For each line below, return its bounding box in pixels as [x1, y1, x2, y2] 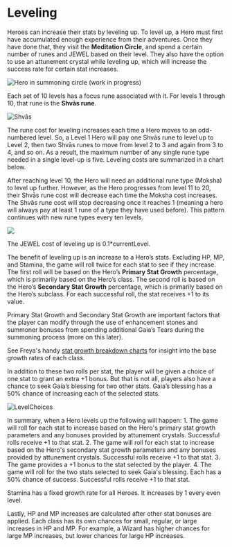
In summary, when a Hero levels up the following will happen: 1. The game [7, 416, 219, 424]
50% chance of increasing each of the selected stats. [7, 389, 161, 397]
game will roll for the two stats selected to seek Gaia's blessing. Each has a [7, 467, 222, 476]
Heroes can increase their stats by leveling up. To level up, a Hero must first [7, 28, 224, 36]
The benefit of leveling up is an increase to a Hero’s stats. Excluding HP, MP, [7, 253, 225, 261]
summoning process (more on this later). [7, 333, 123, 341]
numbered [7, 133, 37, 142]
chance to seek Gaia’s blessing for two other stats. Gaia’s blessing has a [7, 382, 213, 390]
